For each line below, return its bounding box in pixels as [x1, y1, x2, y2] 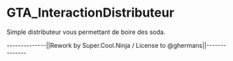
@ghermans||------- [167, 41, 227, 49]
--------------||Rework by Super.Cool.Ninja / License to [6, 41, 166, 49]
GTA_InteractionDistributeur [6, 5, 175, 21]
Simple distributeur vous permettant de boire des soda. [6, 28, 166, 36]
